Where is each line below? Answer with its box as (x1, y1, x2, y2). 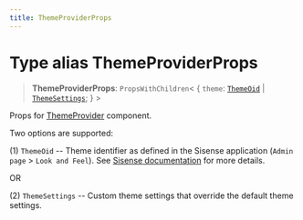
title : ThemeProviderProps (9, 13, 112, 23)
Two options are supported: (9, 127, 114, 138)
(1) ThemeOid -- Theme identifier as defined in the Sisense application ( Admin (9, 145, 294, 155)
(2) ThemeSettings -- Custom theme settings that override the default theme (9, 190, 294, 201)
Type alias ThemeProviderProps (9, 52, 258, 73)
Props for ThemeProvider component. (9, 110, 152, 121)
